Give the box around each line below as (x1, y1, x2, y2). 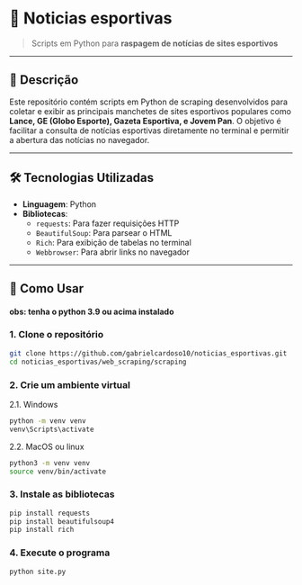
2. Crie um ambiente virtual (9, 378, 130, 391)
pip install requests (9, 508, 91, 517)
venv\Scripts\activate (9, 425, 94, 434)
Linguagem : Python (22, 198, 97, 210)
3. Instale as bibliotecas (9, 488, 115, 500)
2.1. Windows (9, 399, 58, 409)
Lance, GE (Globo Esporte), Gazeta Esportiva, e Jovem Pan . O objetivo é (9, 115, 281, 126)
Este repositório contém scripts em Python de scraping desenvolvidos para (9, 96, 289, 107)
